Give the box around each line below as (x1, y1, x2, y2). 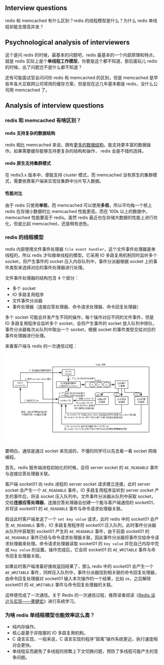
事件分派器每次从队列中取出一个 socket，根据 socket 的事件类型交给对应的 (5, 326, 156, 332)
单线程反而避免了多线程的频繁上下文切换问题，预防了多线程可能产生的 (12, 648, 154, 654)
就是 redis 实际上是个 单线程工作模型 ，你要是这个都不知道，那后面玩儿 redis (5, 58, 158, 64)
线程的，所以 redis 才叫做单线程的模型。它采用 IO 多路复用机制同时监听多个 (5, 252, 158, 258)
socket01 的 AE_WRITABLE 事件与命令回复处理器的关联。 (5, 582, 115, 588)
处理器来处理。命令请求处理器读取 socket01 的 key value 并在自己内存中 (9, 541, 155, 547)
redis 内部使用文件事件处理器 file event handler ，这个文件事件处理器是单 (5, 246, 156, 252)
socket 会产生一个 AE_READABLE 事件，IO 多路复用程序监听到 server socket (5, 487, 154, 493)
